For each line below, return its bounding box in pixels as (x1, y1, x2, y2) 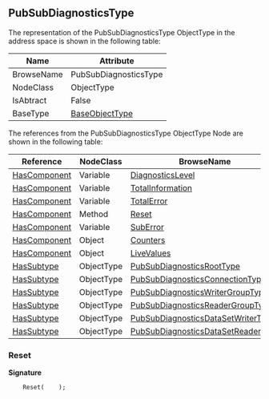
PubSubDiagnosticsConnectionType (130, 273, 267, 284)
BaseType (12, 107, 50, 119)
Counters (130, 234, 166, 245)
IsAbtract (12, 95, 47, 106)
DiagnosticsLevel (130, 169, 195, 180)
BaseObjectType (70, 107, 134, 119)
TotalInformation (130, 182, 193, 193)
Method (78, 208, 109, 220)
